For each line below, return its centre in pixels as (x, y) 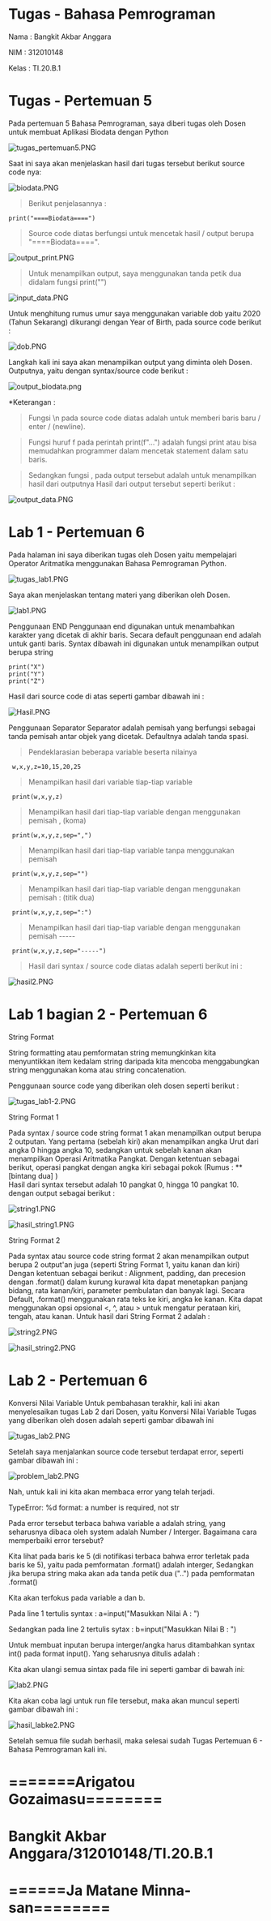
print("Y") (27, 674)
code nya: (25, 172)
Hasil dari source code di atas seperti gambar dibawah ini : (106, 696)
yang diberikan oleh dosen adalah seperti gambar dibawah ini (111, 1420)
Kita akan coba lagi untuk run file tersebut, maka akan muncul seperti (124, 1700)
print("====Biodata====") (52, 218)
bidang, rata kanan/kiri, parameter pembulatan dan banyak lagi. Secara (127, 1290)
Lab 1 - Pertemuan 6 (77, 533)
